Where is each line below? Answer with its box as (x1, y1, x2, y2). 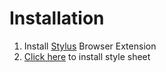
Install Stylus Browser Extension (23, 40, 157, 52)
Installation (9, 7, 105, 30)
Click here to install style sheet (23, 50, 151, 62)
